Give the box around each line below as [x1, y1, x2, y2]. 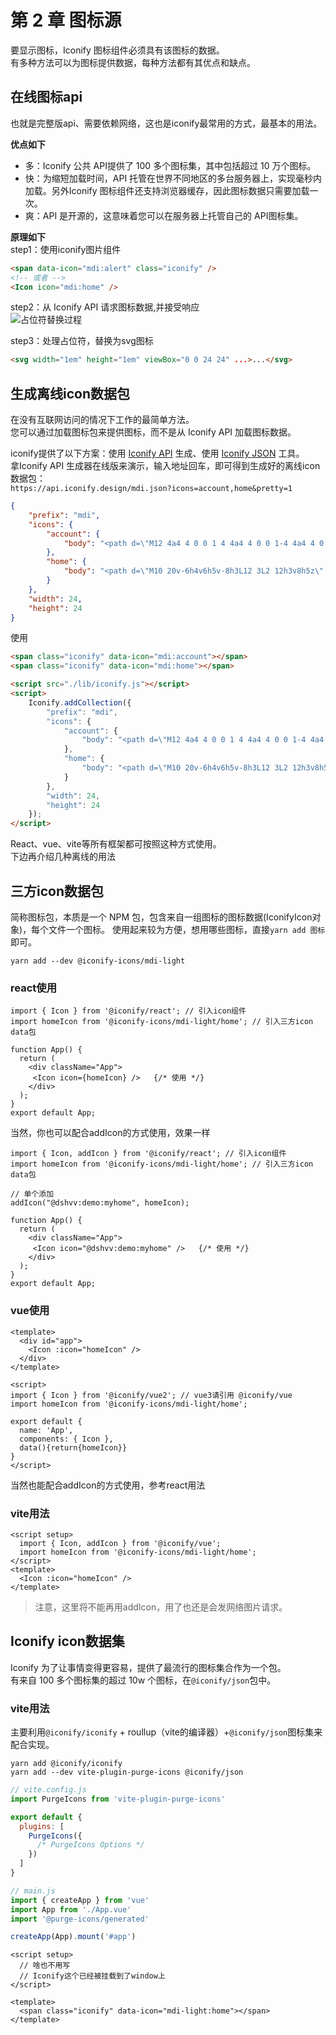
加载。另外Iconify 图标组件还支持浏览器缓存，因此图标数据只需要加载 [24, 184, 310, 196]
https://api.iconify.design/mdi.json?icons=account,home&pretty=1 [10, 484, 293, 494]
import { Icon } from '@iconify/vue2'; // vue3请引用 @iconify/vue [10, 1390, 293, 1400]
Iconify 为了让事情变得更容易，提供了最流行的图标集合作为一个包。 [10, 1661, 287, 1673]
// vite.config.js [10, 1785, 87, 1795]
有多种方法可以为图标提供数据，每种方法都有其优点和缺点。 [10, 56, 256, 68]
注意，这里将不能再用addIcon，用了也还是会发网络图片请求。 [34, 1601, 288, 1613]
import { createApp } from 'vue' [10, 1895, 150, 1905]
